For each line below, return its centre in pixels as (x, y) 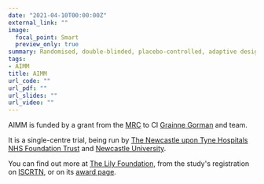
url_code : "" (29, 81)
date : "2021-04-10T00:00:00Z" (58, 15)
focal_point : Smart (47, 37)
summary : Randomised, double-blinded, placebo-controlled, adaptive (123, 52)
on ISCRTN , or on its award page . (62, 172)
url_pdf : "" (27, 88)
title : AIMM (27, 74)
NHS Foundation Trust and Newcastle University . (87, 149)
